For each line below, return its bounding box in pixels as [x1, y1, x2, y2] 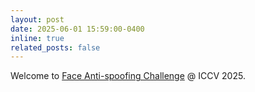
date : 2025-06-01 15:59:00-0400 [10, 24, 145, 34]
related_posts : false [10, 42, 101, 53]
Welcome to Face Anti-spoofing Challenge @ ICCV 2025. [10, 70, 246, 82]
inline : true [10, 33, 65, 43]
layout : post [10, 14, 65, 25]
